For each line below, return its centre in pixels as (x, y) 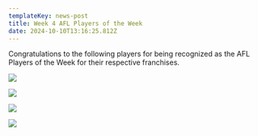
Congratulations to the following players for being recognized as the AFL (129, 54)
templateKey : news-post (49, 16)
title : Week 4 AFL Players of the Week (76, 23)
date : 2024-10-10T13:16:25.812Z (63, 31)
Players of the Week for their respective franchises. (94, 62)
